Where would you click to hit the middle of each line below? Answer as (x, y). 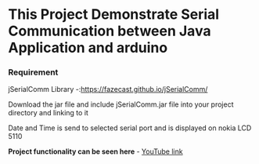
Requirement (33, 72)
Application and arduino (88, 48)
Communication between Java (110, 31)
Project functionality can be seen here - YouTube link (95, 151)
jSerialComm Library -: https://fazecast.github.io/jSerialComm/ (108, 89)
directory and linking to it (48, 113)
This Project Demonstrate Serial (114, 15)
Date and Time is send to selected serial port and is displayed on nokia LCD (130, 128)
